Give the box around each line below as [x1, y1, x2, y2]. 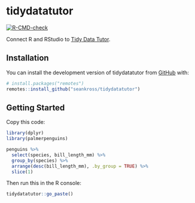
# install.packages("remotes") [6, 80, 84, 86]
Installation [6, 53, 49, 63]
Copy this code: [6, 119, 45, 126]
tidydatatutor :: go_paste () [6, 191, 74, 197]
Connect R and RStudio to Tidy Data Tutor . [6, 35, 111, 43]
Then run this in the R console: [6, 180, 82, 187]
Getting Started [6, 102, 65, 113]
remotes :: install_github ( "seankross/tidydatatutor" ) [6, 86, 141, 92]
